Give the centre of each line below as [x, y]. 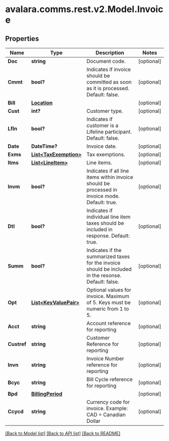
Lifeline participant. [109, 132]
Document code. [106, 61]
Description [110, 53]
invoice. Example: [107, 408]
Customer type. [105, 111]
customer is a [102, 125]
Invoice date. [102, 146]
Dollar [93, 421]
